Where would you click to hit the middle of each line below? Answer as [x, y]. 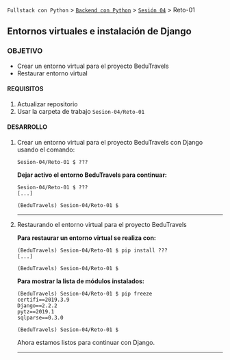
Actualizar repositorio [47, 104]
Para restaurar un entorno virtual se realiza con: [86, 238]
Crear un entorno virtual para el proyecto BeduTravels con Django [110, 143]
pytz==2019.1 [36, 312]
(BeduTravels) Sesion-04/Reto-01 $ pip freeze [85, 294]
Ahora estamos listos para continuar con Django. [86, 343]
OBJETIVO [25, 51]
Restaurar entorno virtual [52, 73]
